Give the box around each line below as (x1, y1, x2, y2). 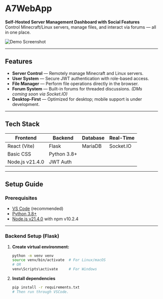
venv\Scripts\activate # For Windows (12, 267, 98, 272)
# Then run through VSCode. (12, 289, 69, 294)
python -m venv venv (12, 253, 54, 258)
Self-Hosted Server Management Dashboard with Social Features (5, 19, 140, 25)
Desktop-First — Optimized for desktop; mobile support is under (12, 96, 142, 102)
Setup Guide (5, 180, 44, 188)
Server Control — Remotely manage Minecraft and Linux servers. (12, 70, 144, 76)
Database (81, 134, 105, 141)
